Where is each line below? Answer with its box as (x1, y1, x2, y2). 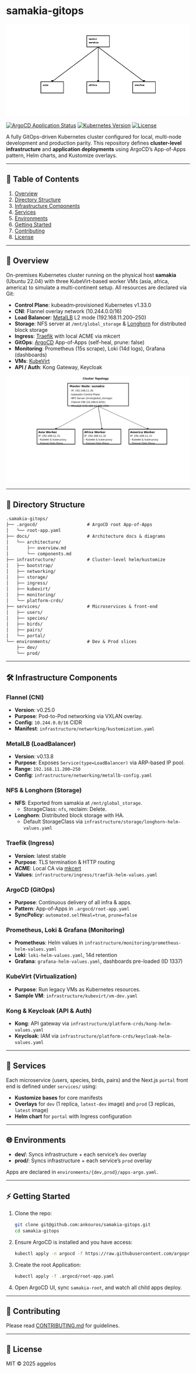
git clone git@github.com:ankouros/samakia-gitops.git (14, 1222, 151, 1228)
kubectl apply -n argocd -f (14, 1251, 83, 1257)
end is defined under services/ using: (6, 1083, 97, 1090)
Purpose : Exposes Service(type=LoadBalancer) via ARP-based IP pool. (14, 759, 185, 766)
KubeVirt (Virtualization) (6, 973, 77, 981)
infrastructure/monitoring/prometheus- (84, 940, 182, 946)
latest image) (14, 1106, 48, 1113)
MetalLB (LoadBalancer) (6, 739, 76, 747)
